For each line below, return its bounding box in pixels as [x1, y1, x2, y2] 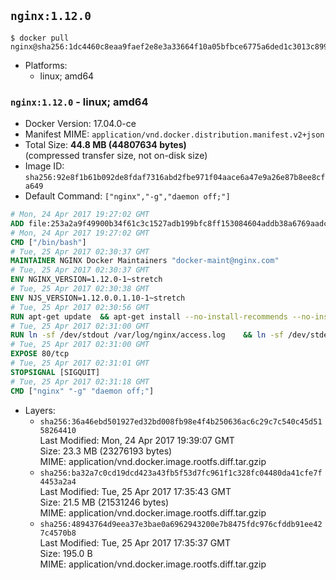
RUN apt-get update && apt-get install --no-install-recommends [10, 311, 288, 322]
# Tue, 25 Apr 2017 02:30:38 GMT [10, 284, 150, 294]
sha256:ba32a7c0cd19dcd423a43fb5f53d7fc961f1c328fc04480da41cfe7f [39, 468, 323, 478]
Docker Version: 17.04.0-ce [24, 118, 137, 130]
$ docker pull [10, 33, 70, 43]
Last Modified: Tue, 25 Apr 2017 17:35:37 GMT [39, 536, 231, 549]
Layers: [24, 404, 56, 416]
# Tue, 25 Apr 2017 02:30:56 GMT [10, 302, 150, 312]
